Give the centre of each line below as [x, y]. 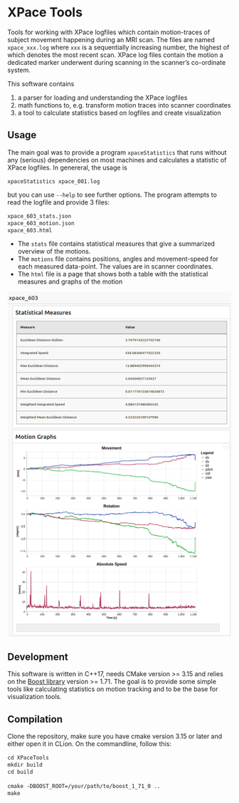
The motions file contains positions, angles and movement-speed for [118, 259]
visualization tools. [34, 697]
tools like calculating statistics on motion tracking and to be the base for [113, 689]
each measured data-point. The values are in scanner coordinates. [115, 266]
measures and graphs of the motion [70, 281]
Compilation [35, 719]
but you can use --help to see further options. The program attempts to [112, 195]
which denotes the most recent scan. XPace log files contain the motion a [116, 55]
